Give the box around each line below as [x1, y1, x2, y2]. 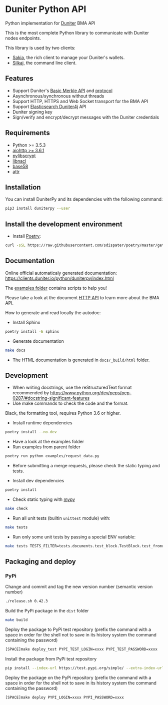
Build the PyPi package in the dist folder [5, 608, 89, 614]
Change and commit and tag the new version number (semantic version [5, 584, 153, 590]
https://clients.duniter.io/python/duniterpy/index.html [5, 275, 114, 281]
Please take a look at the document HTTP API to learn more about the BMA [5, 294, 159, 301]
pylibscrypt [12, 153, 36, 159]
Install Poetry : [12, 233, 41, 239]
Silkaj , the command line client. [12, 60, 76, 66]
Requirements [5, 129, 50, 137]
